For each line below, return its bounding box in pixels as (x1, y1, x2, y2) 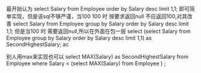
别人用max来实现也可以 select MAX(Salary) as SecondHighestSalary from (6, 53, 189, 60)
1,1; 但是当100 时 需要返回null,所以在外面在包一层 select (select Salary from (6, 28, 191, 35)
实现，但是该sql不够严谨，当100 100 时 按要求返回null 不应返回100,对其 (11, 13, 188, 20)
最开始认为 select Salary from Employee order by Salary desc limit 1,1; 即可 (6, 5, 190, 12)
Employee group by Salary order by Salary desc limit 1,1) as (6, 35, 152, 41)
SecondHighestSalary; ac (6, 41, 69, 48)
